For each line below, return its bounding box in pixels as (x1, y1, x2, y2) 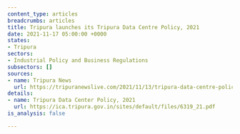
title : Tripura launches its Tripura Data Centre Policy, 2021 (7, 24, 200, 31)
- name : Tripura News (7, 76, 72, 84)
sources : (7, 70, 34, 77)
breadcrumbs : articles (7, 17, 75, 24)
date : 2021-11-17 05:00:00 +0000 (7, 30, 107, 38)
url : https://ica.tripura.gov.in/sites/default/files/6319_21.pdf (14, 103, 216, 110)
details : (7, 90, 34, 97)
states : (7, 37, 31, 44)
